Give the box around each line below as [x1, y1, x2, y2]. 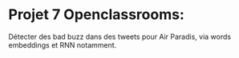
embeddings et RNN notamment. [8, 40, 117, 49]
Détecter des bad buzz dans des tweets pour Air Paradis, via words [8, 32, 231, 41]
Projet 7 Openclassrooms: [8, 6, 184, 24]
